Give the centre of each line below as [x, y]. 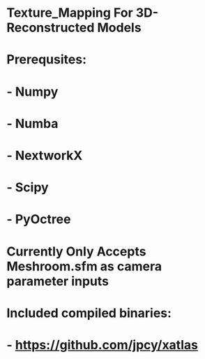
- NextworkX [45, 155]
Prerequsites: [46, 60]
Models [119, 28]
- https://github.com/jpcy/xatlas [102, 345]
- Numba [32, 123]
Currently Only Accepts [76, 251]
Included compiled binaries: [89, 313]
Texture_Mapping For [70, 13]
